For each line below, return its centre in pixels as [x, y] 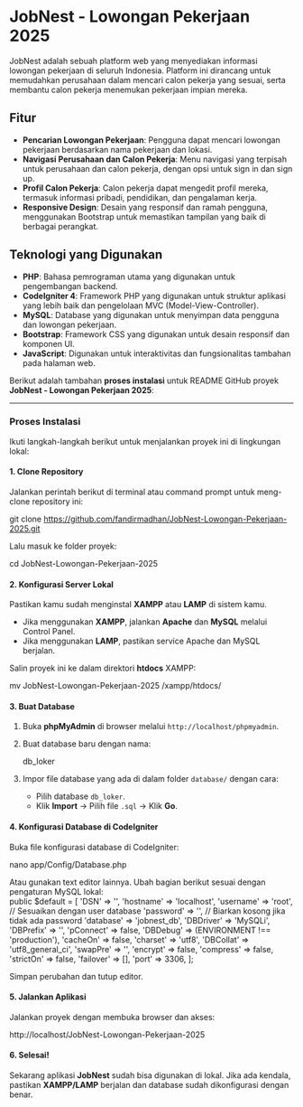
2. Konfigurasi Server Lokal [62, 584]
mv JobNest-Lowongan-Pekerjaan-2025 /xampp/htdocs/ [115, 686]
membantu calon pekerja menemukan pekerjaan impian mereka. [129, 89]
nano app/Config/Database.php [68, 864]
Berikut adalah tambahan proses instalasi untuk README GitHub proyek [144, 380]
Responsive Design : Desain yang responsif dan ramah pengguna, [145, 207]
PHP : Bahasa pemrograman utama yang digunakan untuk [129, 277]
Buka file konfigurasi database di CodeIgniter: [94, 847]
